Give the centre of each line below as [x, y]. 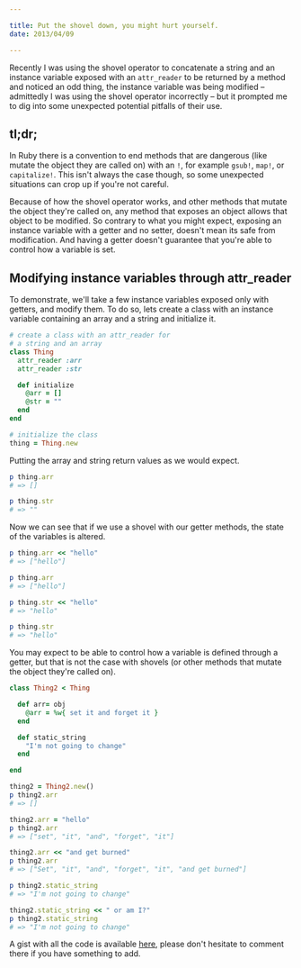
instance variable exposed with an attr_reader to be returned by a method [147, 77]
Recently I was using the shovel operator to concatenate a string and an [142, 68]
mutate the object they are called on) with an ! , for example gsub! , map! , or [147, 165]
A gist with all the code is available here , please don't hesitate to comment [147, 944]
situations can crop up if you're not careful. [89, 185]
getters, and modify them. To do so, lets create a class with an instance [142, 309]
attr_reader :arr [50, 360]
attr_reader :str [50, 369]
